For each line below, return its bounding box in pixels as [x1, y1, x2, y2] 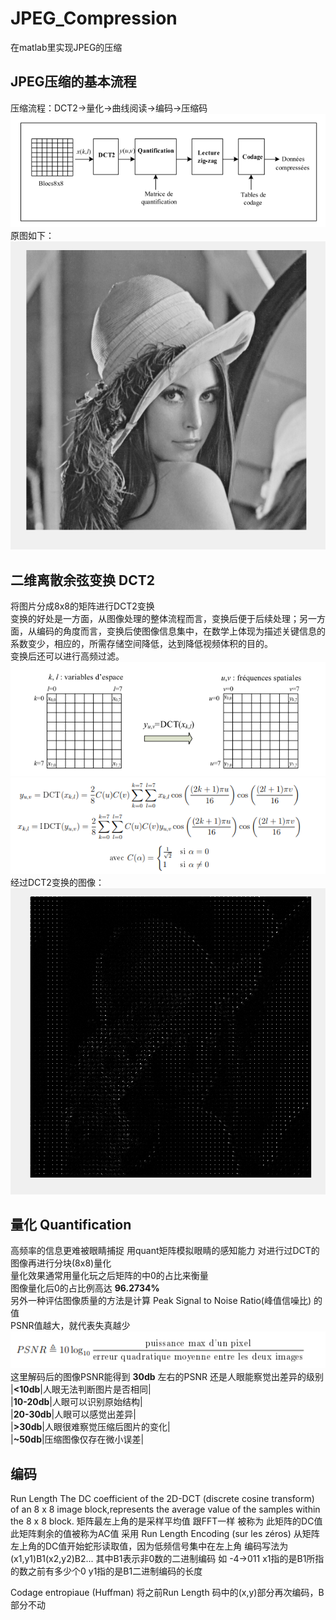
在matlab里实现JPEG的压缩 [10, 41, 123, 53]
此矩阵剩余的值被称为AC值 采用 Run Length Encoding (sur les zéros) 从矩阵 [10, 1528, 320, 1540]
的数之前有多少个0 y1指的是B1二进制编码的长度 [10, 1565, 203, 1577]
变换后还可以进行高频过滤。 [10, 650, 125, 662]
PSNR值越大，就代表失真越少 [10, 1320, 131, 1332]
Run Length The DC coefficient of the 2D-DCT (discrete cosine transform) [10, 1493, 315, 1505]
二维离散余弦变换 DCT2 [10, 572, 155, 589]
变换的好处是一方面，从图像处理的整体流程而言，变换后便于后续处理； [10, 613, 300, 625]
